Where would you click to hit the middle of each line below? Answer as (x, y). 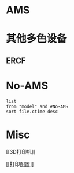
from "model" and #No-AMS (37, 106)
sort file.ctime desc (32, 112)
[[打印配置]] (20, 164)
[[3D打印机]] (21, 151)
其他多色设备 (37, 39)
